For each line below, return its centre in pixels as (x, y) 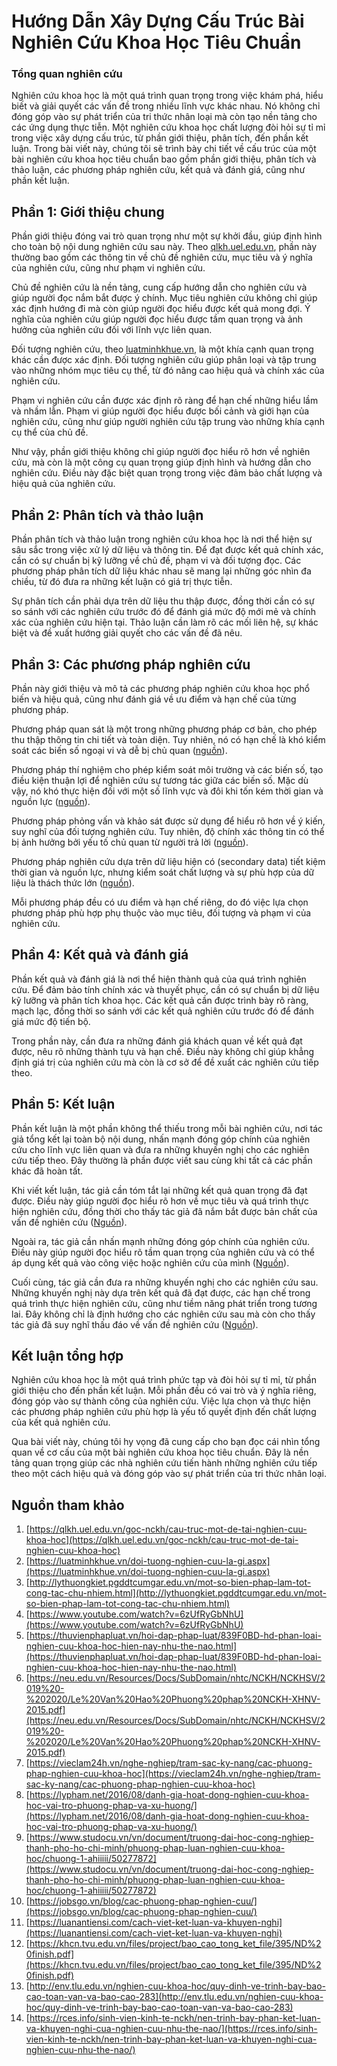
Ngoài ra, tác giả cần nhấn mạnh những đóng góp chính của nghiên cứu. (160, 1241)
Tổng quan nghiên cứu (67, 74)
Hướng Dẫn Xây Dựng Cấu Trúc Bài (158, 21)
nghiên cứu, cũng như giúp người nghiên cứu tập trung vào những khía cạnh (168, 422)
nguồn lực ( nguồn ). (51, 801)
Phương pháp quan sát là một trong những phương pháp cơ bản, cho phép (164, 729)
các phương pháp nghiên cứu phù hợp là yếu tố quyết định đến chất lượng (164, 1412)
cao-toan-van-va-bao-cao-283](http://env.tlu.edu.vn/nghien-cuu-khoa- (174, 1997)
